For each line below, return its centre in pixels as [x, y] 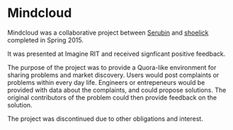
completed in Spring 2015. [45, 40]
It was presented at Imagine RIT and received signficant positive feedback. [116, 54]
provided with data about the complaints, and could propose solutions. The [117, 90]
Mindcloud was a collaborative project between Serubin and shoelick [108, 32]
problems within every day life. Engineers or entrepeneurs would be [106, 82]
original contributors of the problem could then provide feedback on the [112, 97]
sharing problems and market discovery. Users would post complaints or [113, 75]
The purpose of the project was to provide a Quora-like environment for [112, 67]
